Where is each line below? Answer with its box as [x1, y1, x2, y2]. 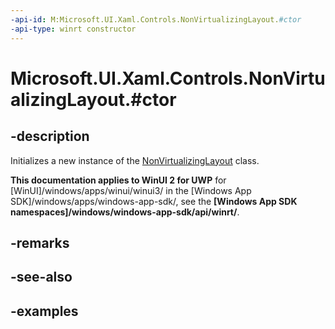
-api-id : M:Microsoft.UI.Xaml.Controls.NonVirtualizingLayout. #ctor [10, 14, 302, 25]
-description [10, 128, 90, 145]
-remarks [10, 234, 70, 251]
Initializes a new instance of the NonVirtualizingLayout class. [10, 154, 260, 166]
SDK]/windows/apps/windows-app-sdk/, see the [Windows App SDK [10, 195, 298, 207]
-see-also [10, 269, 73, 286]
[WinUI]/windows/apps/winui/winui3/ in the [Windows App [10, 184, 252, 196]
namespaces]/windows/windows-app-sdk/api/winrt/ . [10, 206, 240, 218]
